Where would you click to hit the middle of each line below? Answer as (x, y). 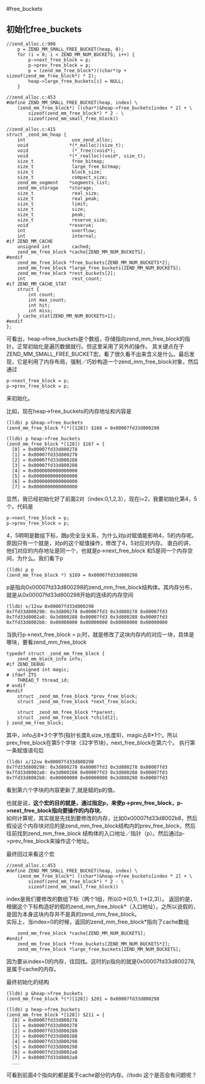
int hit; (39, 305)
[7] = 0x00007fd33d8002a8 (45, 1057)
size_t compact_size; (63, 177)
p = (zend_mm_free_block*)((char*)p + (77, 70)
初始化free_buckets (44, 30)
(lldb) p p (20, 569)
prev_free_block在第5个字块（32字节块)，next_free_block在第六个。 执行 (98, 743)
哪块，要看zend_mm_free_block (46, 642)
